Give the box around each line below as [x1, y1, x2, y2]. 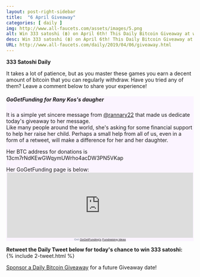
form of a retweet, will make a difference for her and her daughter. [6, 136, 168, 144]
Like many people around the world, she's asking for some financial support [6, 123, 192, 131]
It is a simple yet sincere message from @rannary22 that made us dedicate [6, 111, 190, 118]
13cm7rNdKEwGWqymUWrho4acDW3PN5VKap [6, 154, 124, 161]
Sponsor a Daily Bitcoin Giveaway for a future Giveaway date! [6, 263, 157, 271]
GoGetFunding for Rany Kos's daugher [6, 96, 104, 103]
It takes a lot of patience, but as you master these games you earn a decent [6, 70, 192, 77]
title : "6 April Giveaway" [6, 14, 76, 20]
